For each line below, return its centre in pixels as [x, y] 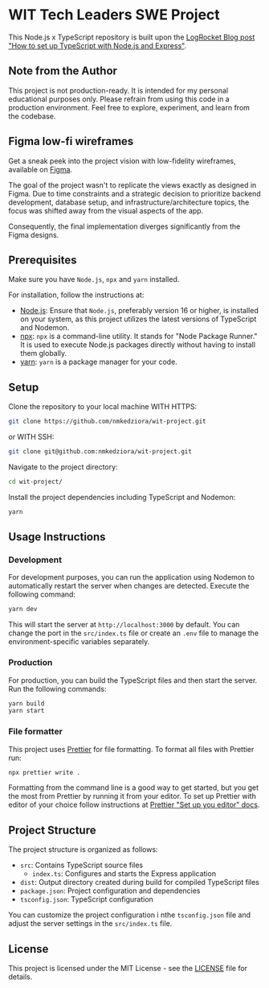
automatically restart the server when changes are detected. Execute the [129, 586]
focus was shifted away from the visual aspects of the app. [106, 210]
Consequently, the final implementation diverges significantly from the [124, 226]
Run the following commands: [57, 688]
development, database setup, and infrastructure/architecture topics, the [129, 202]
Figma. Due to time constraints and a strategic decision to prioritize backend [134, 193]
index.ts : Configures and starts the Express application [124, 874]
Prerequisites [43, 260]
